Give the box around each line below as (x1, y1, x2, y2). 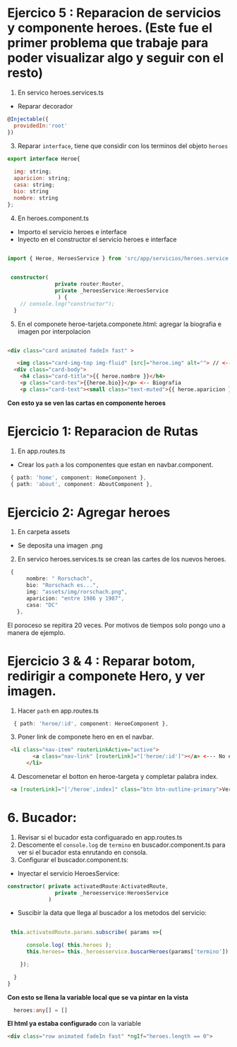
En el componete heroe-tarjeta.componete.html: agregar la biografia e (17, 320, 222, 328)
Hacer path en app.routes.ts (17, 706, 99, 715)
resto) (7, 65, 44, 81)
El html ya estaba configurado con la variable (7, 1019, 141, 1028)
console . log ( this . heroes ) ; (25, 942, 112, 949)
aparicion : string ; (13, 175, 71, 182)
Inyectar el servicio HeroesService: (17, 869, 120, 878)
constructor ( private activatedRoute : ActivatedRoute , (7, 883, 169, 890)
